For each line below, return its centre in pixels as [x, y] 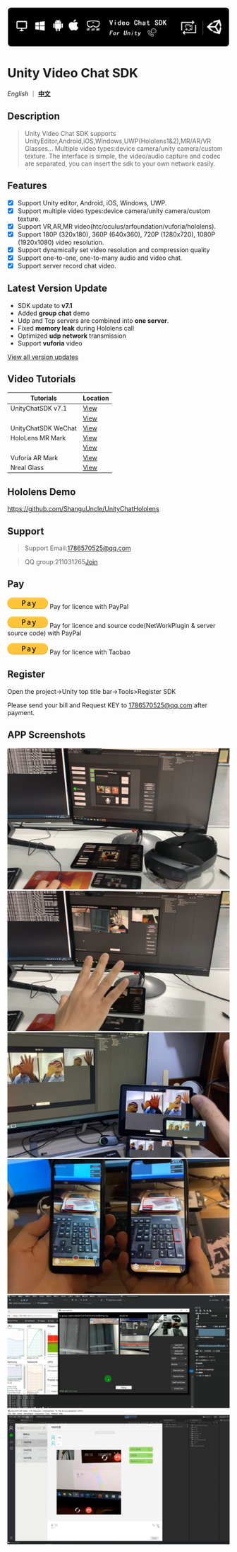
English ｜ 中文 [29, 93]
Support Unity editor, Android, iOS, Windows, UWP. [92, 202]
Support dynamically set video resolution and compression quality [114, 250]
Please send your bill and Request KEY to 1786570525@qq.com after [108, 705]
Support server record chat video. [67, 266]
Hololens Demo [42, 492]
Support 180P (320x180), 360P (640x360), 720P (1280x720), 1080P [116, 234]
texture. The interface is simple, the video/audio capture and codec [122, 156]
